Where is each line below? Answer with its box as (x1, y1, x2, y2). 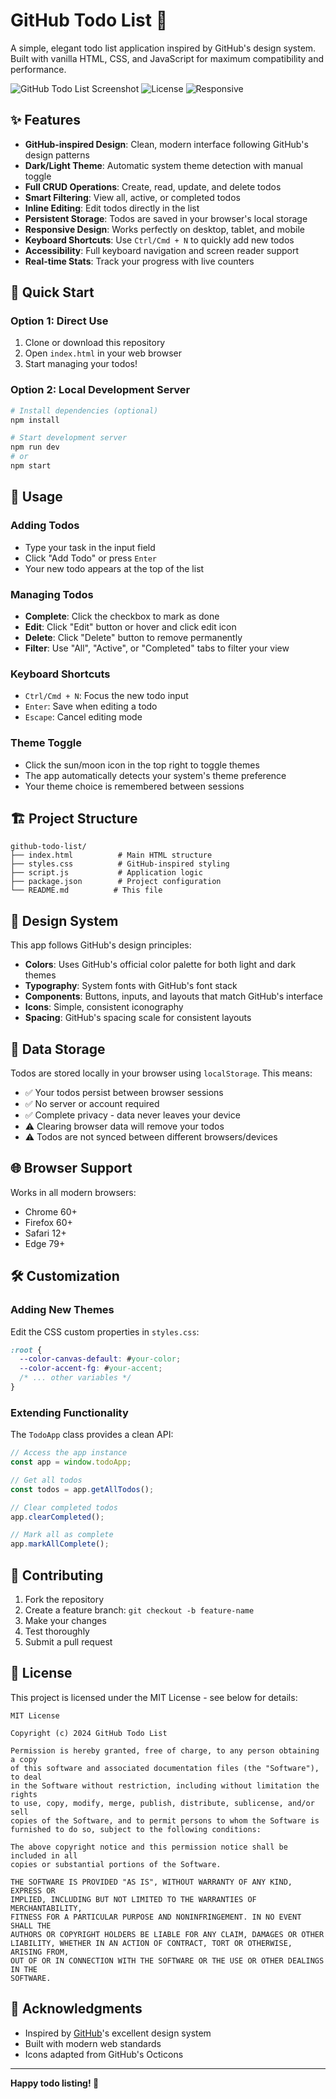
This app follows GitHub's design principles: (10, 939, 192, 951)
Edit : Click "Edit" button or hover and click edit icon (24, 620, 237, 633)
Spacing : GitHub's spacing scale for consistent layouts (24, 1012, 252, 1024)
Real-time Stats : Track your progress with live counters (24, 255, 255, 267)
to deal (10, 1772, 43, 1782)
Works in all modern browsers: (10, 1186, 137, 1198)
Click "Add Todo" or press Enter (24, 552, 158, 564)
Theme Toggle (10, 736, 82, 750)
